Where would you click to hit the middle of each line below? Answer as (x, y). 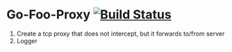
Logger (27, 40)
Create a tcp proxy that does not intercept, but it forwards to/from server (121, 34)
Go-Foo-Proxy (49, 15)
